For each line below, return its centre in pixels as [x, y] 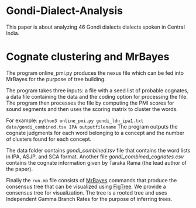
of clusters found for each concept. [49, 139]
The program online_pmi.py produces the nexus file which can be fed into [95, 73]
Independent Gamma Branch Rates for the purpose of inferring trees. [89, 199]
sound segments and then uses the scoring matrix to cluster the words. [92, 109]
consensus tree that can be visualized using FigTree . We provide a [86, 186]
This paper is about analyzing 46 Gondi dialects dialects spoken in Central [96, 27]
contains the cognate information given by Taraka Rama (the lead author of [97, 162]
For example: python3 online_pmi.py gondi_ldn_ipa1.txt [75, 120]
